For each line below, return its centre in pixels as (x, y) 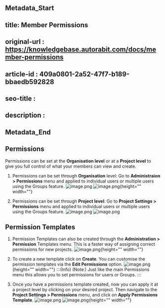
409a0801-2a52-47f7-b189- (84, 74)
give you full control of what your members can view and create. (71, 166)
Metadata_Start (30, 8)
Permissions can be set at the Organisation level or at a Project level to (78, 161)
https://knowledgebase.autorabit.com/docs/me (81, 50)
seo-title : (21, 98)
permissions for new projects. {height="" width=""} (78, 250)
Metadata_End (28, 132)
